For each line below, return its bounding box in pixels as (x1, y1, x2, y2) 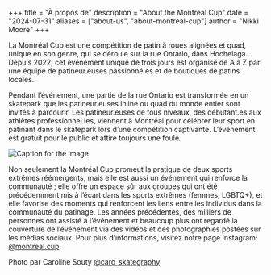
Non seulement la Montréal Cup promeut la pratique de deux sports (8, 165, 233, 173)
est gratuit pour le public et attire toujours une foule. (8, 133, 181, 143)
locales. (8, 75, 35, 84)
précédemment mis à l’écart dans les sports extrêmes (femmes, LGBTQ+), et (8, 190, 263, 199)
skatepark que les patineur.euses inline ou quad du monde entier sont (8, 99, 240, 108)
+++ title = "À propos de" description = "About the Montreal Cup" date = (8, 8, 249, 17)
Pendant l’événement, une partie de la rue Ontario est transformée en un (8, 90, 249, 100)
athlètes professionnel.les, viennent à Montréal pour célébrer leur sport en (8, 116, 256, 125)
